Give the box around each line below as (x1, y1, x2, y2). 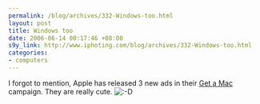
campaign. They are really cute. (8, 86, 113, 96)
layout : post (8, 19, 52, 27)
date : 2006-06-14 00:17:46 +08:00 (8, 34, 124, 42)
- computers (8, 57, 48, 65)
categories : (8, 49, 48, 57)
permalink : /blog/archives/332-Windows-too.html (8, 11, 174, 20)
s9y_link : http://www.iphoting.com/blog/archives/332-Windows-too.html (8, 42, 252, 50)
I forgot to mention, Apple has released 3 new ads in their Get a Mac (8, 78, 234, 88)
